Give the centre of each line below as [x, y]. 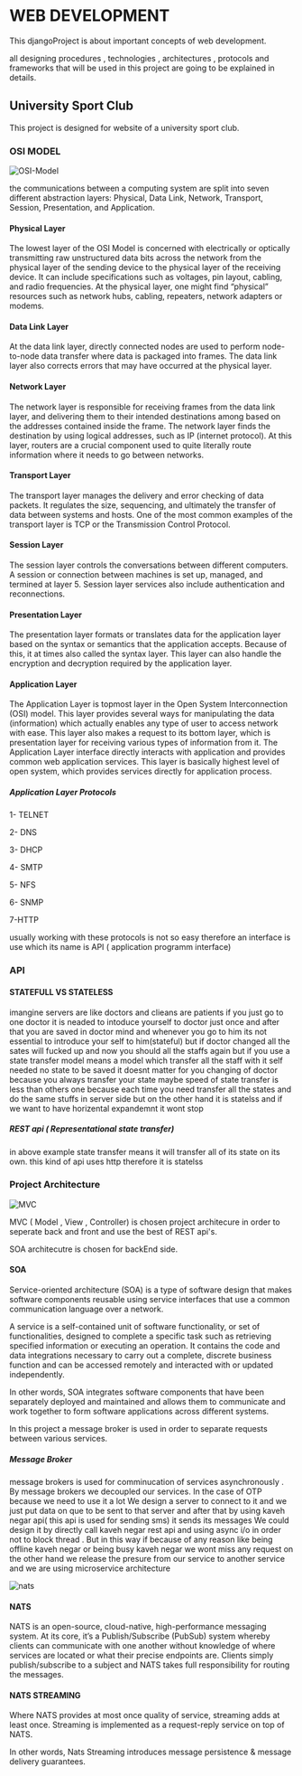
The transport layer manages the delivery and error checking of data [137, 495]
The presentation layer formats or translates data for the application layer [145, 634]
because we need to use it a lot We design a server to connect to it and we [148, 1501]
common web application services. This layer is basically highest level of [144, 762]
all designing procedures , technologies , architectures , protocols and [139, 58]
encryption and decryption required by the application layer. [121, 663]
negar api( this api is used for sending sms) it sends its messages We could [150, 1520]
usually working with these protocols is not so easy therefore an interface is [150, 937]
